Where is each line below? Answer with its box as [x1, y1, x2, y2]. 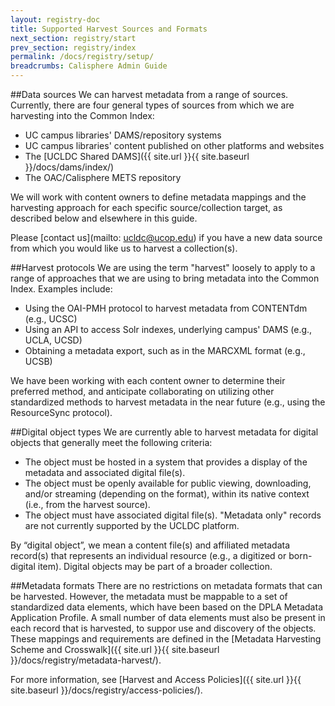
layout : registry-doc [10, 14, 101, 25]
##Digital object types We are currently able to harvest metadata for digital [10, 426, 319, 438]
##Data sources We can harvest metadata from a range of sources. [10, 89, 289, 100]
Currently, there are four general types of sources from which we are [10, 99, 295, 111]
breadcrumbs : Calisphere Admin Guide [10, 61, 168, 71]
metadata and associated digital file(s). [24, 467, 186, 478]
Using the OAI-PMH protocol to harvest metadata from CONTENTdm [24, 302, 308, 314]
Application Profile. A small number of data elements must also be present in [10, 612, 326, 623]
